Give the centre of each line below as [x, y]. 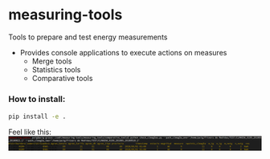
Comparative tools [62, 78]
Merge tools [52, 61]
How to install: [37, 99]
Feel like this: [30, 132]
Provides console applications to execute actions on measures [123, 52]
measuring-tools [65, 15]
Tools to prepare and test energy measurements [88, 37]
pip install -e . [37, 117]
